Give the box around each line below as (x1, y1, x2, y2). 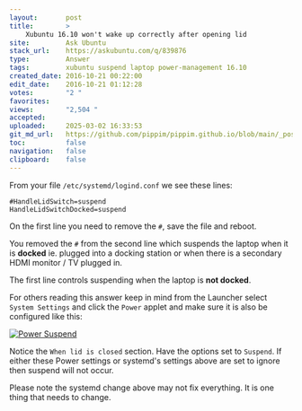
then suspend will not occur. (9, 364, 114, 375)
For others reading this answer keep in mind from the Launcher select (9, 292, 268, 302)
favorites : (9, 96, 50, 106)
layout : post (9, 13, 83, 22)
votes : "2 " (9, 88, 83, 97)
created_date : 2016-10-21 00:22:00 (9, 72, 143, 81)
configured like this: (9, 310, 83, 321)
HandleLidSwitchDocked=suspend (9, 205, 127, 214)
